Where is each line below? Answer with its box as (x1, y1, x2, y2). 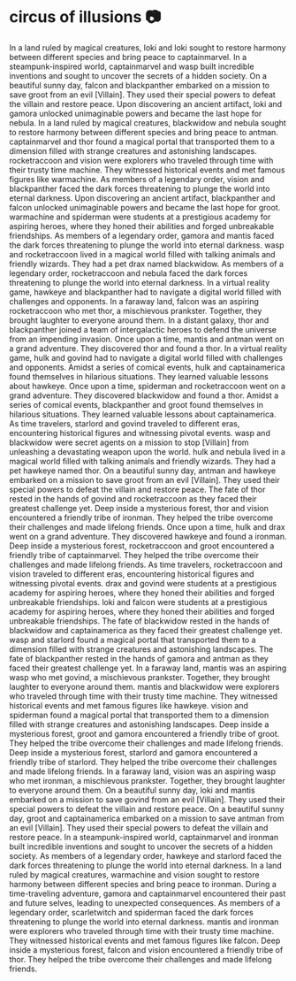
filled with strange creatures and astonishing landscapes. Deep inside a (9, 718, 269, 730)
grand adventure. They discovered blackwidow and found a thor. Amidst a (9, 390, 279, 401)
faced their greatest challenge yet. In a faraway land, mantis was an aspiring (9, 663, 287, 673)
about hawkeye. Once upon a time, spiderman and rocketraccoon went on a (9, 380, 285, 391)
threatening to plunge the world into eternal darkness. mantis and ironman (9, 916, 279, 927)
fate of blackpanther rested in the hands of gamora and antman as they (9, 653, 269, 663)
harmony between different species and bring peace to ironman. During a (9, 878, 277, 889)
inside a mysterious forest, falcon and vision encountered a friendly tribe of (9, 944, 284, 955)
